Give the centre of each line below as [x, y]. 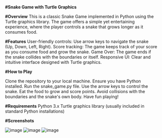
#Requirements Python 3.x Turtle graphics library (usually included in [75, 106]
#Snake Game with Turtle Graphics [41, 7]
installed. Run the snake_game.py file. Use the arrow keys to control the [77, 86]
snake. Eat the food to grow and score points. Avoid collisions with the [75, 91]
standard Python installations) [35, 111]
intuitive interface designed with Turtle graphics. [53, 62]
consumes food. [21, 32]
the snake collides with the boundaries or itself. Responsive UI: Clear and [78, 57]
